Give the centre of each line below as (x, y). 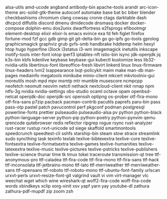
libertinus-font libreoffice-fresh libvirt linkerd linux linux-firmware (95, 65)
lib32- (150, 60)
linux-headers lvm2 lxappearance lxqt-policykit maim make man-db (74, 70)
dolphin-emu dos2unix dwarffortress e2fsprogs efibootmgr (86, 28)
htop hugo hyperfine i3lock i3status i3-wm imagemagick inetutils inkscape (82, 49)
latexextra (15, 149)
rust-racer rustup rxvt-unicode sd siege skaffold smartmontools (71, 128)
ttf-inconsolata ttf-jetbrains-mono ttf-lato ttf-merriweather (64, 165)
